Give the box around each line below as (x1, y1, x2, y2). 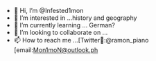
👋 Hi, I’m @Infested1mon (13, 7, 84, 14)
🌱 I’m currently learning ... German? (13, 21, 116, 29)
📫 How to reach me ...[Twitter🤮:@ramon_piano (13, 36, 149, 44)
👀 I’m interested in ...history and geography (13, 14, 137, 22)
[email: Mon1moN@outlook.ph (13, 46, 98, 54)
